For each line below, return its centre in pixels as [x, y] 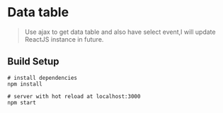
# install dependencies [42, 78]
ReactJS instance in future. [64, 39]
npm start [22, 102]
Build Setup [33, 62]
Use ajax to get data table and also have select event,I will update [120, 32]
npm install [25, 84]
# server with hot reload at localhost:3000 [74, 96]
